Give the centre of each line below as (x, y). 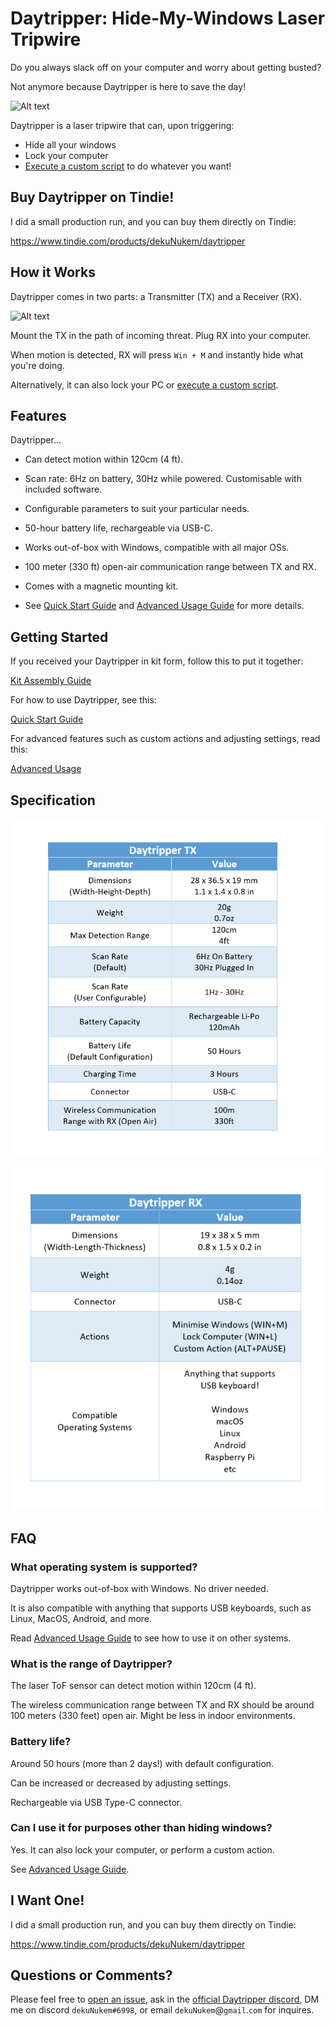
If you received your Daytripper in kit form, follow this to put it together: (157, 661)
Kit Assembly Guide (51, 681)
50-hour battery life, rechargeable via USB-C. (118, 528)
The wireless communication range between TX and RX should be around (162, 1705)
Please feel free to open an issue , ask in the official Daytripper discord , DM (165, 1999)
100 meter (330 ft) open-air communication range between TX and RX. (170, 567)
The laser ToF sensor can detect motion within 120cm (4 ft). (133, 1686)
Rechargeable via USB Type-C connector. (96, 1802)
